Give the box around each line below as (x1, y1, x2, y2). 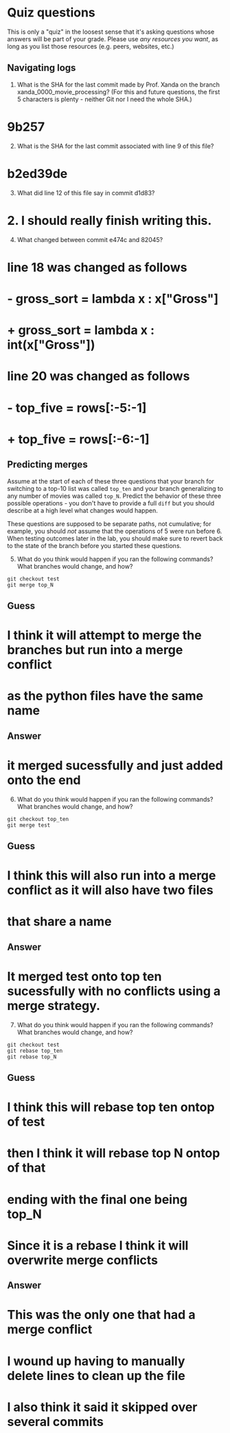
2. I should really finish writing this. (7, 212, 212, 228)
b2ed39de (7, 166, 68, 182)
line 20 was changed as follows (7, 369, 190, 384)
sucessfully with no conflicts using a (7, 983, 221, 998)
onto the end (7, 772, 81, 788)
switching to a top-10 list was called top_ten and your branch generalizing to (7, 484, 224, 492)
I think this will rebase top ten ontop (7, 1100, 215, 1115)
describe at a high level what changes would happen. (7, 506, 158, 514)
